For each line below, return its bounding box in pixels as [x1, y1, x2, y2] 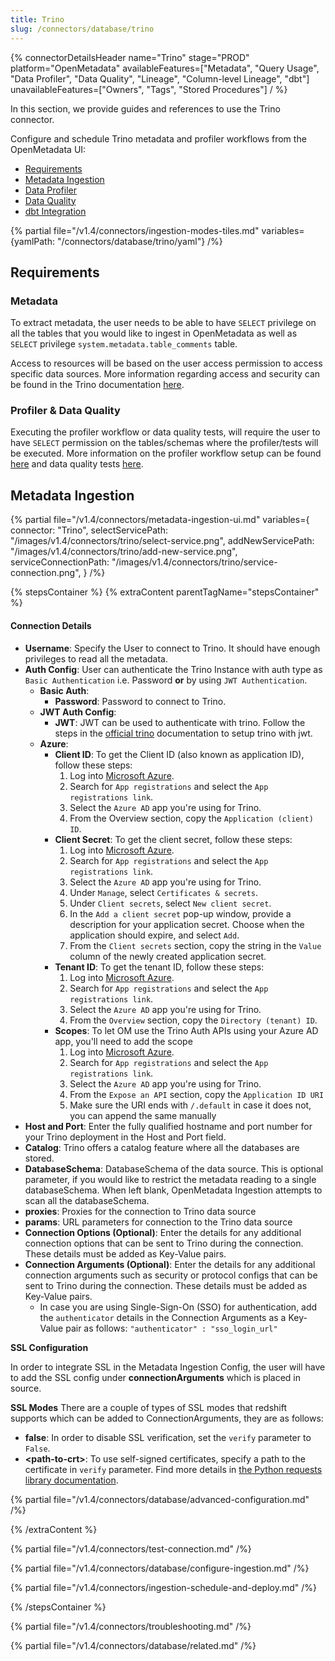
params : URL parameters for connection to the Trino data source [24, 1216, 293, 1228]
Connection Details [10, 619, 92, 631]
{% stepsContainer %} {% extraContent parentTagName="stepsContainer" [10, 586, 320, 598]
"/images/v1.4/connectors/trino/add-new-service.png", [10, 546, 238, 558]
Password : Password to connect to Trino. [54, 695, 227, 707]
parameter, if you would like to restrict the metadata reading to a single [24, 1173, 317, 1185]
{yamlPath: [10, 235, 55, 247]
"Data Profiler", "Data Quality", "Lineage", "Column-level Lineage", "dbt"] [10, 72, 310, 85]
